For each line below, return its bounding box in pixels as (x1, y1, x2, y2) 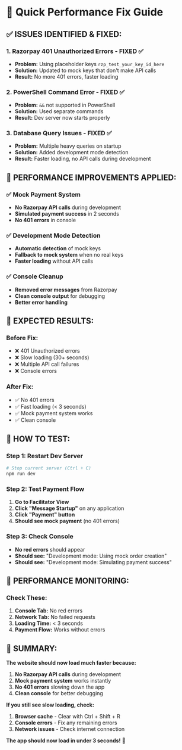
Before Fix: (6, 334, 39, 342)
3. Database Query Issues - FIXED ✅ (6, 129, 113, 138)
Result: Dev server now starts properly (14, 114, 110, 122)
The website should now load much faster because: (6, 659, 136, 667)
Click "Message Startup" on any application (14, 505, 124, 512)
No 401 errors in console (14, 217, 76, 224)
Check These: (6, 594, 47, 602)
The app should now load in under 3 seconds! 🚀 (6, 737, 126, 744)
